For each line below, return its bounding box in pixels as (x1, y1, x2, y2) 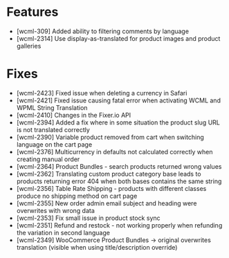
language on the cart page (16, 140, 93, 149)
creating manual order (16, 155, 80, 163)
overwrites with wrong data (16, 206, 95, 214)
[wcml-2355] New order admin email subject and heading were (16, 199, 197, 208)
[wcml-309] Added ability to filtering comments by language (16, 27, 190, 35)
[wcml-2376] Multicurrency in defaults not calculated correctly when (16, 147, 213, 156)
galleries (16, 42, 42, 50)
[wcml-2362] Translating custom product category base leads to (16, 169, 201, 178)
